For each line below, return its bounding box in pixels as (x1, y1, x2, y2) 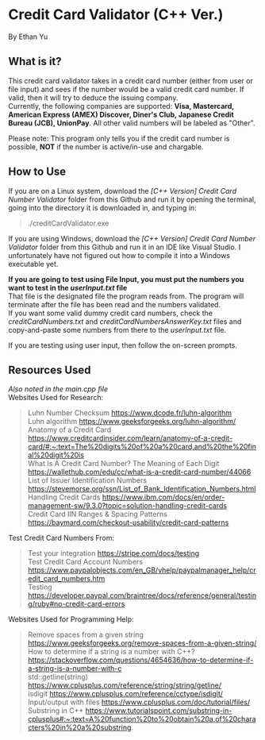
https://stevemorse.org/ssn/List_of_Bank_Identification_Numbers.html (27, 484, 256, 494)
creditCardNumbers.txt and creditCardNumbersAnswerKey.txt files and (8, 316, 242, 326)
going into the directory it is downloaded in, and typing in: (8, 202, 197, 212)
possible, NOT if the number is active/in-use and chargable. (8, 141, 204, 152)
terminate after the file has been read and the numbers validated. (8, 299, 221, 309)
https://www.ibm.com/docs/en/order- (102, 492, 225, 502)
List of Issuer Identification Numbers (27, 476, 148, 485)
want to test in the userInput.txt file (8, 283, 128, 292)
